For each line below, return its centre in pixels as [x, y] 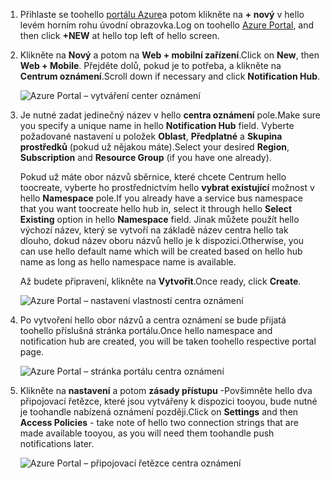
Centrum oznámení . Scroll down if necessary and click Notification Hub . [170, 76]
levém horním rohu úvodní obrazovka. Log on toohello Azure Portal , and [167, 25]
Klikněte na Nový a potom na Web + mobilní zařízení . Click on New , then [169, 55]
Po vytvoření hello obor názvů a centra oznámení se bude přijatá [153, 320]
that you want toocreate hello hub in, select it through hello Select [156, 208]
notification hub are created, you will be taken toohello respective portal [168, 341]
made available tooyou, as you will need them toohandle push [147, 433]
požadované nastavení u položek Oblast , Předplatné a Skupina [151, 136]
